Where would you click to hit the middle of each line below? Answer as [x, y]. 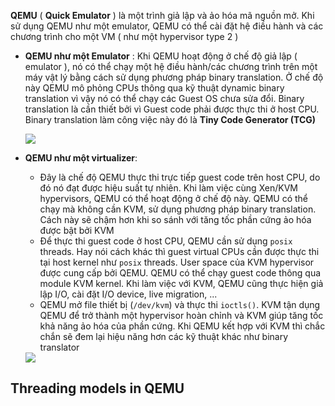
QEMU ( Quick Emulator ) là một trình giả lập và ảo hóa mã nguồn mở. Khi [162, 15]
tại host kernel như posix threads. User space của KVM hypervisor [177, 262]
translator [59, 347]
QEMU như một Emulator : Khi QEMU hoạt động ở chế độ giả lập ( [161, 56]
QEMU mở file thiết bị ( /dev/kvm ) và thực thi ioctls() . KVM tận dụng [180, 304]
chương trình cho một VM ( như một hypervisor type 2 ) [124, 36]
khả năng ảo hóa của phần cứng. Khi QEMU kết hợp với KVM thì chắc [182, 326]
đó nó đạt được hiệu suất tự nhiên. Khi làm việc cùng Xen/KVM [168, 188]
